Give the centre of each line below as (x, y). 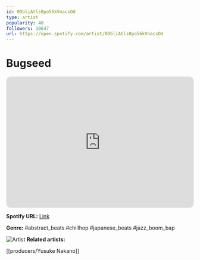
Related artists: (46, 240)
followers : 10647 (28, 28)
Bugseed (29, 64)
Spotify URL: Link (28, 216)
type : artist (22, 17)
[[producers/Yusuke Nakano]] (43, 251)
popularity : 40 (25, 23)
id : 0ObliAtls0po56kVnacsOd (41, 12)
